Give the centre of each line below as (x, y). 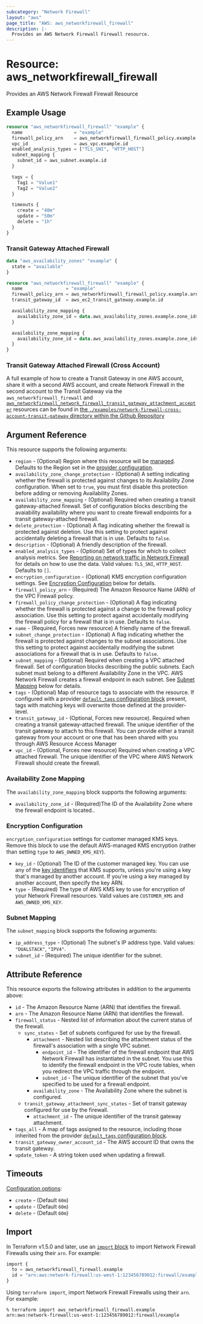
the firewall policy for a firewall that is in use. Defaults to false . (93, 622)
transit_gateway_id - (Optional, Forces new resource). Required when (102, 718)
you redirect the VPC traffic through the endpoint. (104, 1071)
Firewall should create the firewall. (58, 763)
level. (22, 712)
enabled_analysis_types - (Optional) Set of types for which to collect (100, 551)
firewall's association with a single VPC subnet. (92, 1045)
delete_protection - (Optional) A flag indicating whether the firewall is (102, 525)
